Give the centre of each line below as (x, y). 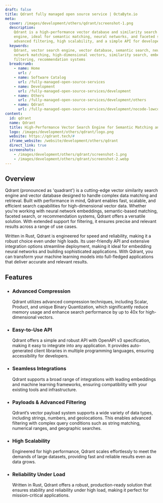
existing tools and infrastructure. (45, 390)
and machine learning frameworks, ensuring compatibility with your (80, 384)
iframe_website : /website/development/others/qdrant (64, 141)
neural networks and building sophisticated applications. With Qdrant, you (79, 252)
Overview (20, 178)
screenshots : (23, 150)
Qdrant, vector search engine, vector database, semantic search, (82, 50)
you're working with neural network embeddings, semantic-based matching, (81, 211)
